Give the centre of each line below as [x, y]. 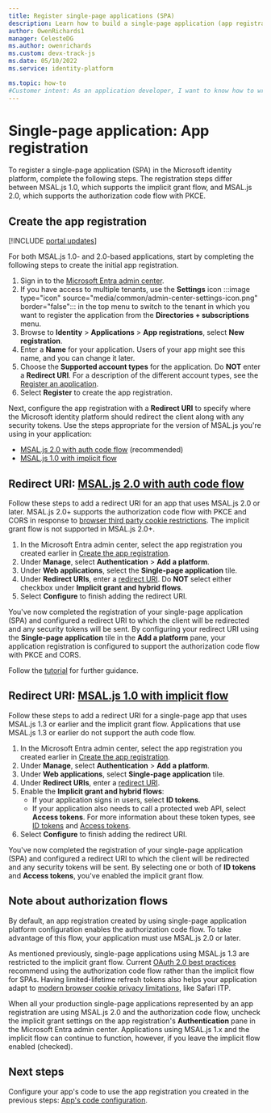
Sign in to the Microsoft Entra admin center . [92, 281]
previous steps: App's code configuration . [78, 1100]
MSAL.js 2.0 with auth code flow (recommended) [102, 450]
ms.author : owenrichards [50, 46]
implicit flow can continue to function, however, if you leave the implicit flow [134, 1038]
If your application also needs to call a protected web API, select [139, 808]
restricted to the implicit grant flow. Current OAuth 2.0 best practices [122, 962]
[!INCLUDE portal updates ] [53, 241]
